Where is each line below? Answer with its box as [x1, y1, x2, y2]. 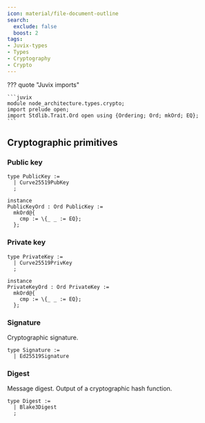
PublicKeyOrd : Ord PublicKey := [7, 203, 104, 211]
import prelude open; [7, 106, 70, 113]
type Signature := [7, 346, 60, 353]
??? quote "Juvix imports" [7, 80, 79, 88]
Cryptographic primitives [7, 137, 119, 149]
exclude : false [13, 23, 57, 30]
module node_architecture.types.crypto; [7, 100, 126, 107]
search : [7, 17, 30, 23]
